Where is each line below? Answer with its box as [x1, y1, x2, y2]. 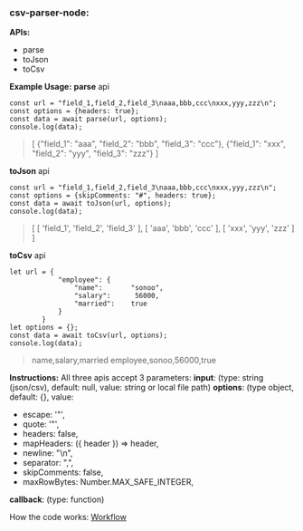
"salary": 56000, [73, 292, 160, 301]
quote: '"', [22, 419, 60, 430]
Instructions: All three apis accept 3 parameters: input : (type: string [9, 372, 264, 383]
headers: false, [22, 429, 79, 439]
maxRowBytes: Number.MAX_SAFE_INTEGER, [22, 477, 194, 488]
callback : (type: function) [9, 494, 105, 505]
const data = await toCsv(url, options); [9, 331, 168, 341]
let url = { [9, 267, 54, 277]
